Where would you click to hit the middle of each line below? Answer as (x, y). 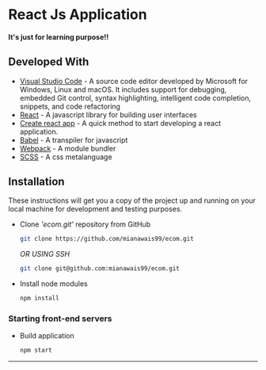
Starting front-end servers (60, 319)
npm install (39, 299)
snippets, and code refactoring (70, 106)
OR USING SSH (44, 254)
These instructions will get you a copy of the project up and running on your (132, 200)
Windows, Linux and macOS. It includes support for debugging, (123, 90)
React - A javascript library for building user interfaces (108, 114)
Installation (36, 181)
